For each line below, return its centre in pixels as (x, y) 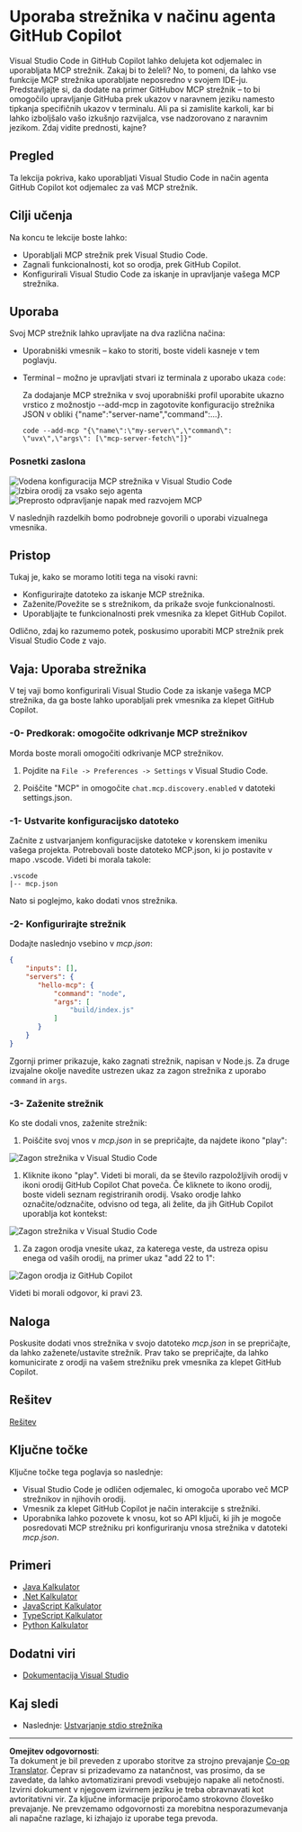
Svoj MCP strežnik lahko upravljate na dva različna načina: (117, 333)
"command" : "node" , (90, 993)
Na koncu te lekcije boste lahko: (68, 237)
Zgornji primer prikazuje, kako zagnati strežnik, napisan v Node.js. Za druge (150, 1061)
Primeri (30, 1565)
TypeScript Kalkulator (62, 1616)
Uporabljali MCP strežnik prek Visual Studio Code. (115, 255)
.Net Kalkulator (50, 1597)
